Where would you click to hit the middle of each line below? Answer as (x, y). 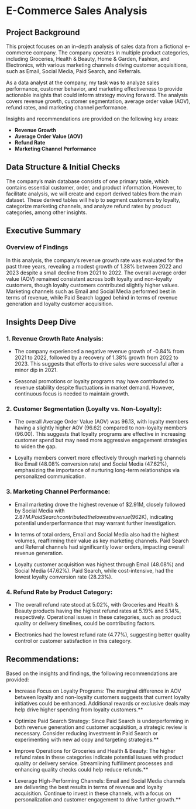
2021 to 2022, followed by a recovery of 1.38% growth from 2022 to (96, 357)
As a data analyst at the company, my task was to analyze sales (83, 82)
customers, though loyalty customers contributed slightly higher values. (93, 285)
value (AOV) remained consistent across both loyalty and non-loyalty (89, 278)
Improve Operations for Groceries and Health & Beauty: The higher (95, 751)
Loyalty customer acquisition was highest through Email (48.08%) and (99, 564)
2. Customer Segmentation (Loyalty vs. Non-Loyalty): (84, 409)
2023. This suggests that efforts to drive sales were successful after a (99, 364)
